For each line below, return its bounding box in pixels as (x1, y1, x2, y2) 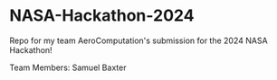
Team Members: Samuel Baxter (9, 62, 127, 73)
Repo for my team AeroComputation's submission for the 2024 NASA (9, 35, 269, 46)
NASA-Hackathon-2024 (9, 5, 195, 26)
